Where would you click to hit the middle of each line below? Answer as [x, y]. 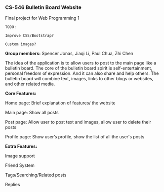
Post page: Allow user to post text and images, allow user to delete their [78, 122]
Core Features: [21, 94]
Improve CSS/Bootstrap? [30, 36]
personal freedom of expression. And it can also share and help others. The [82, 73]
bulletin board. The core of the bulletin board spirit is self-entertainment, [79, 68]
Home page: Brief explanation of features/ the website [60, 103]
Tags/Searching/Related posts [36, 175]
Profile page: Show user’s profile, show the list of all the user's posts [75, 137]
